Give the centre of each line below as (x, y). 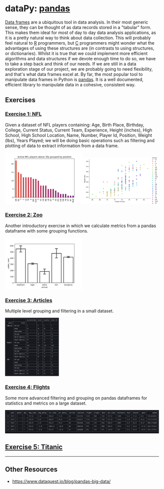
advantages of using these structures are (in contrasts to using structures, (80, 48)
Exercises (20, 100)
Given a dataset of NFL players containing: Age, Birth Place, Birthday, (75, 125)
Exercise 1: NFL (23, 114)
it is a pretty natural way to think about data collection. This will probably (78, 38)
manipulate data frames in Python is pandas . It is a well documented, (74, 79)
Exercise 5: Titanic (34, 447)
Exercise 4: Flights (28, 387)
